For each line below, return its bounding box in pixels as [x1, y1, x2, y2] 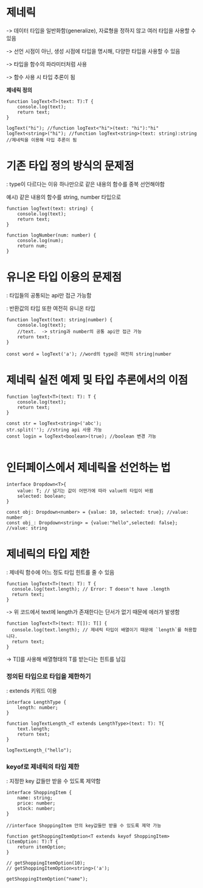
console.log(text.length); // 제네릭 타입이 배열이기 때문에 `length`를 [12, 627, 182, 633]
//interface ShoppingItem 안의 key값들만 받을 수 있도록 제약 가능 [6, 823, 162, 829]
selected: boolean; [17, 493, 67, 499]
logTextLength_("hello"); [6, 747, 72, 753]
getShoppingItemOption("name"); [6, 876, 88, 883]
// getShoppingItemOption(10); [6, 860, 86, 866]
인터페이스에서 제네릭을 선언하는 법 [6, 461, 171, 474]
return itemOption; [17, 844, 67, 850]
